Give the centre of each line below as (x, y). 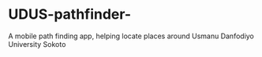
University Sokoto (37, 44)
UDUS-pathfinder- (70, 14)
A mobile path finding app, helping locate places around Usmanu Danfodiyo (131, 36)
